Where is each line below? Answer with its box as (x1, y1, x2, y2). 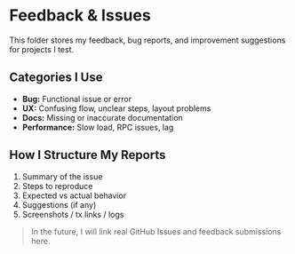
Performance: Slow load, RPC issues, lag (21, 122, 174, 132)
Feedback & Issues (9, 5, 151, 26)
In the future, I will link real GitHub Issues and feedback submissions (30, 226, 282, 236)
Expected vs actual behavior (21, 190, 127, 201)
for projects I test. (9, 44, 75, 54)
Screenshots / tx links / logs (21, 209, 124, 219)
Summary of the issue (21, 171, 103, 182)
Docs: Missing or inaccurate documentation (21, 112, 184, 123)
